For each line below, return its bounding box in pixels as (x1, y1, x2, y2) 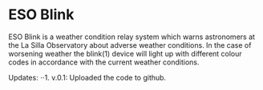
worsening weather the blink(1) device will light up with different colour (8, 49, 242, 58)
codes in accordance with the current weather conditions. (8, 57, 200, 67)
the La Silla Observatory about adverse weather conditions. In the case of (8, 40, 252, 49)
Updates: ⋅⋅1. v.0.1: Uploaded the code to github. (8, 72, 167, 82)
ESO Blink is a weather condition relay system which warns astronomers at (8, 32, 255, 41)
